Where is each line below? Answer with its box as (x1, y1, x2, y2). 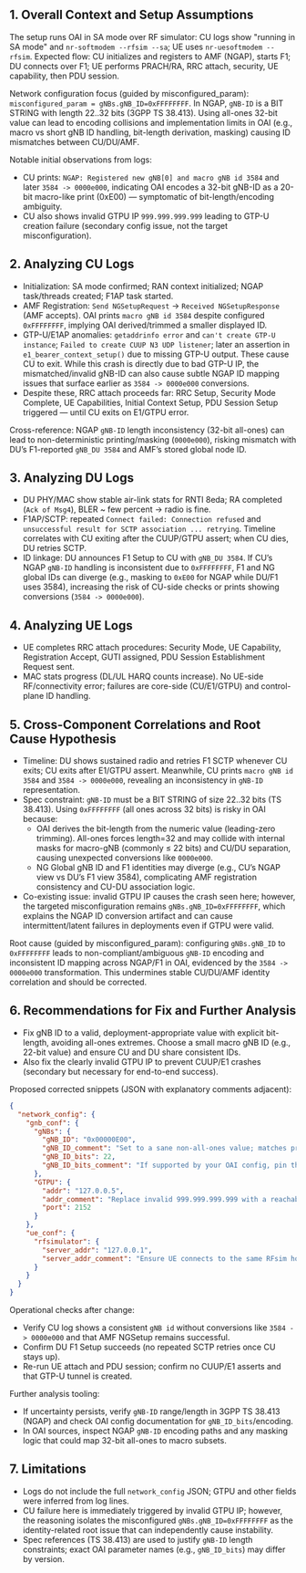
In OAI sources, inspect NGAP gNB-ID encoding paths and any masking (22, 1425, 289, 1436)
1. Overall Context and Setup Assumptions (9, 7, 254, 23)
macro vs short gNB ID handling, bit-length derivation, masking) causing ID (9, 127, 291, 138)
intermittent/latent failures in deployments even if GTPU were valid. (22, 921, 275, 932)
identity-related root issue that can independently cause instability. (22, 1524, 274, 1536)
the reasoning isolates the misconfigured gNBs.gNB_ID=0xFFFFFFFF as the (22, 1515, 294, 1526)
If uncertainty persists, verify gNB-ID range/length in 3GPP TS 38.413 (22, 1406, 280, 1417)
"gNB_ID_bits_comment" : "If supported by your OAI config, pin (42, 1161, 287, 1170)
